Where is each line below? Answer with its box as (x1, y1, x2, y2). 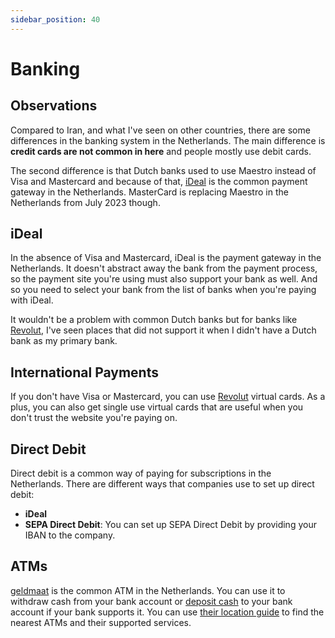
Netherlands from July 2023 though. (10, 196, 161, 208)
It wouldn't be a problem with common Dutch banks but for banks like (10, 314, 298, 326)
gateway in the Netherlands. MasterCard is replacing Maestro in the (10, 186, 289, 198)
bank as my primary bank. (10, 335, 118, 347)
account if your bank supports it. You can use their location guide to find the (10, 606, 325, 618)
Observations (10, 97, 98, 115)
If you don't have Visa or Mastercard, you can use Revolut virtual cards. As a (10, 391, 326, 403)
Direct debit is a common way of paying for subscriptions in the (10, 467, 272, 480)
